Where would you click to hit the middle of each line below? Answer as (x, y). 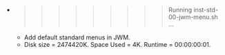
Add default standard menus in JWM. (77, 37)
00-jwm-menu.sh (193, 17)
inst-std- (206, 10)
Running (180, 10)
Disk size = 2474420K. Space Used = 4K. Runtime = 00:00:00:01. (117, 44)
